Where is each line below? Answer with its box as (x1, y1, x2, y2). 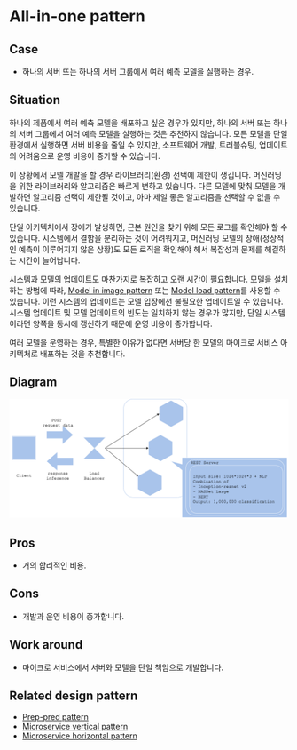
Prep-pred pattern (21, 712, 89, 722)
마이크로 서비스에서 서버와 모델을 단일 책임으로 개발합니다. (21, 662, 224, 673)
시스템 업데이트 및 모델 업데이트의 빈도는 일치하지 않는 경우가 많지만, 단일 (9, 307, 262, 317)
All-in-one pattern (9, 6, 146, 27)
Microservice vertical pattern (21, 722, 129, 732)
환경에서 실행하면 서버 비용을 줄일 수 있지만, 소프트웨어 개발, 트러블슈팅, (9, 140, 257, 150)
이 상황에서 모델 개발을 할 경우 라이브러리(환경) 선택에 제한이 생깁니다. (9, 169, 252, 180)
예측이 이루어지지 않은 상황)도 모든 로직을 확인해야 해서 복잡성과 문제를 (18, 243, 263, 254)
